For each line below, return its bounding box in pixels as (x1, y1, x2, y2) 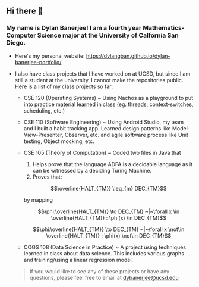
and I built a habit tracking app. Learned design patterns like (23, 124, 171, 132)
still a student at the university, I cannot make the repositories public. (14, 76, 184, 83)
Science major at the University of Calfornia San (37, 31, 179, 39)
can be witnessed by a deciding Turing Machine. (32, 167, 151, 174)
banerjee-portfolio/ (14, 58, 62, 65)
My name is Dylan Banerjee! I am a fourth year (6, 24, 142, 32)
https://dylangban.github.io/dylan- (86, 52, 170, 60)
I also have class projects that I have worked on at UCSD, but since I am (14, 70, 191, 77)
